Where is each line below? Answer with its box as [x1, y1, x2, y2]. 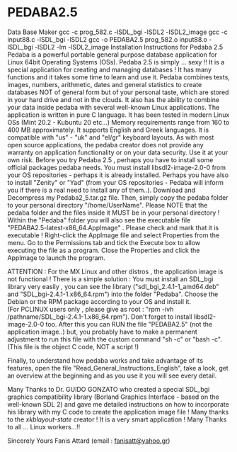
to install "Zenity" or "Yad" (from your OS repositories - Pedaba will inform [7, 178, 224, 186]
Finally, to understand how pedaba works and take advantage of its [7, 356, 204, 365]
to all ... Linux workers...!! [7, 422, 81, 431]
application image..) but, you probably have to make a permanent [7, 327, 198, 336]
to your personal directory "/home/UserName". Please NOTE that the [7, 200, 208, 209]
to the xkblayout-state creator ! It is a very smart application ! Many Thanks [7, 415, 227, 424]
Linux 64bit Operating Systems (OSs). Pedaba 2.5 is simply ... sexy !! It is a [7, 57, 225, 66]
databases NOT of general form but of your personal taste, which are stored [7, 88, 229, 96]
